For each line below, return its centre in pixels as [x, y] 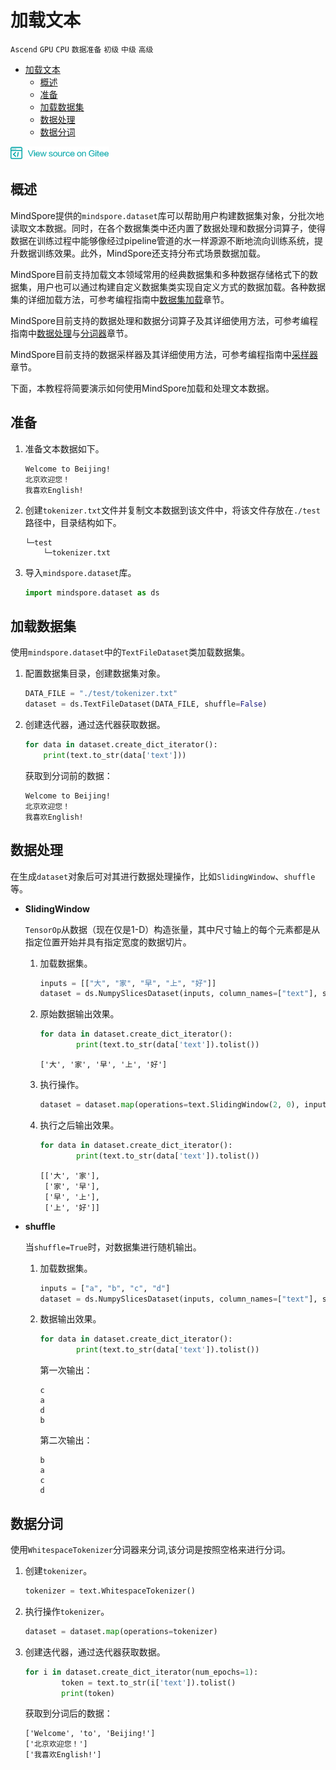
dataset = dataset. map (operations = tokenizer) [121, 1631]
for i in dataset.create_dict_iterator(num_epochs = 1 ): [141, 1672]
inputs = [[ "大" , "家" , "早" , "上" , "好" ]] [128, 983]
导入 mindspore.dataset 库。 [80, 572]
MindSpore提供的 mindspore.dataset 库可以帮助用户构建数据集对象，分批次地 [167, 215]
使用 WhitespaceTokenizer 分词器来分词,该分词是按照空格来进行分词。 [151, 1549]
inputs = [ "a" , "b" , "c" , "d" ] [105, 1288]
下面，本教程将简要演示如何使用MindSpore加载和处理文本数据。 [142, 388]
